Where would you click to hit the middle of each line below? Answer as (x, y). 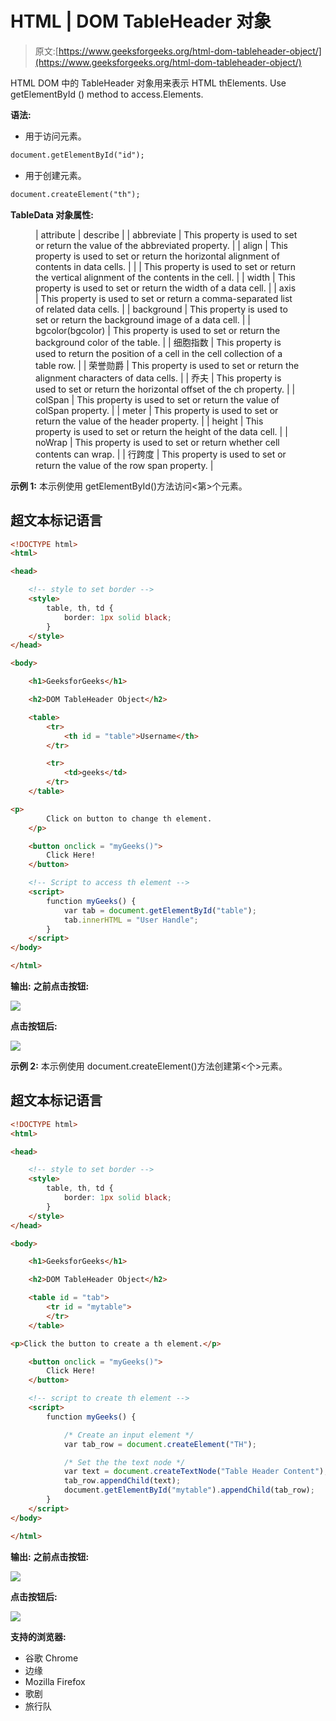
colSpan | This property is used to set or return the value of (157, 399)
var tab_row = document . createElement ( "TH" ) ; (160, 1444)
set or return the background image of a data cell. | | (143, 319)
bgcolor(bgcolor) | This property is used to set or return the (158, 330)
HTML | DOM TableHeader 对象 (141, 21)
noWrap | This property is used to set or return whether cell (157, 442)
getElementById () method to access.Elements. (107, 94)
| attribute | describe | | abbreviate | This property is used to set (166, 234)
